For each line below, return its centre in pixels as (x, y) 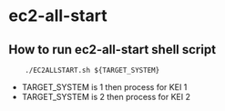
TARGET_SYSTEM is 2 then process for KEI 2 (106, 97)
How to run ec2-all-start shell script (112, 50)
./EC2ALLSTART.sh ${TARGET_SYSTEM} (92, 70)
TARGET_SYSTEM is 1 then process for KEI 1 (104, 87)
